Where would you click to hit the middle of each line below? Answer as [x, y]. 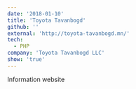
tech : [15, 40]
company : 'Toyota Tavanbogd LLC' [56, 53]
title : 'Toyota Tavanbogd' [47, 20]
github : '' [23, 27]
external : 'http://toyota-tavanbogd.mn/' [69, 33]
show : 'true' [26, 60]
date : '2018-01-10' [36, 14]
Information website [36, 79]
